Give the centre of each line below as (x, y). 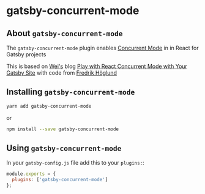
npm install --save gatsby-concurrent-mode (63, 129)
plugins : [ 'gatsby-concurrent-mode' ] (60, 180)
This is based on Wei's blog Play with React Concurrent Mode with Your (97, 66)
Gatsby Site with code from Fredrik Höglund (62, 73)
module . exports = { (31, 174)
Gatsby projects (26, 54)
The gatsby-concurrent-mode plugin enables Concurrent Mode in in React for (102, 48)
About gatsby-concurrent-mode (65, 33)
